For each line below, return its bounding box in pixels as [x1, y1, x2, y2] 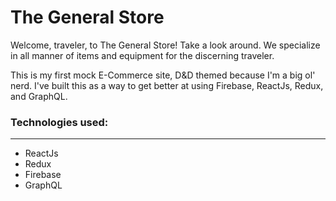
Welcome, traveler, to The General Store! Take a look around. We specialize [10, 39, 321, 51]
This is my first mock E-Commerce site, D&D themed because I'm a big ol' [10, 69, 316, 81]
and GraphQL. [10, 90, 68, 102]
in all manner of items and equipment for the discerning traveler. [10, 49, 275, 61]
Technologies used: [10, 115, 109, 129]
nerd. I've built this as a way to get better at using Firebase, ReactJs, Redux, [10, 79, 324, 91]
